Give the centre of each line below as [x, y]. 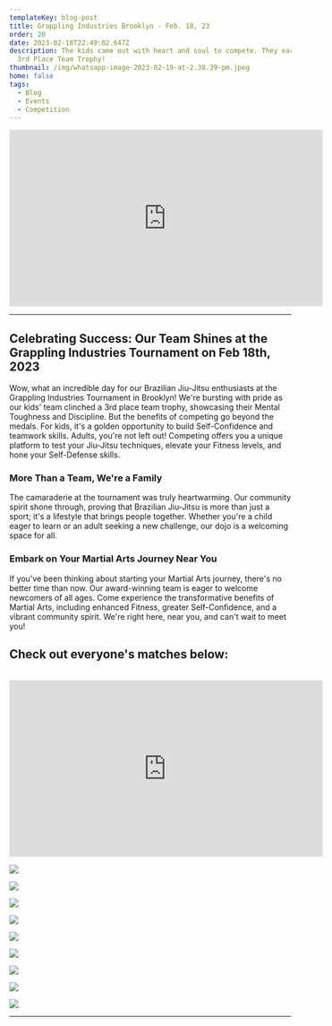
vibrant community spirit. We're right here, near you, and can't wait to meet [148, 616]
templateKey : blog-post [54, 17]
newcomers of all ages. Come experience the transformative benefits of [142, 597]
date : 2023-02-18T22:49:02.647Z [69, 43]
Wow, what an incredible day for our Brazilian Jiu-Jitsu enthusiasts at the [143, 388]
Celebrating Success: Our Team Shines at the [139, 339]
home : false [31, 76]
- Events [34, 101]
